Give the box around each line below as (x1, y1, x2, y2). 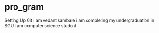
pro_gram (4, 1, 44, 13)
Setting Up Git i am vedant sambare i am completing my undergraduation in (4, 17, 155, 23)
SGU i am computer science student (4, 22, 77, 28)
